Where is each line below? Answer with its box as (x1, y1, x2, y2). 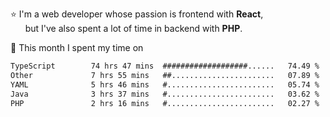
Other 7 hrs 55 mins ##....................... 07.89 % (10, 70, 320, 80)
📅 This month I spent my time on (10, 42, 144, 53)
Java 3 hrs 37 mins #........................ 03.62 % (10, 89, 320, 99)
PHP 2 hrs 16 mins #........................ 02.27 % (10, 98, 320, 108)
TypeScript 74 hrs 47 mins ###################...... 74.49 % (10, 61, 320, 71)
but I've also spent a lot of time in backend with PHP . (24, 23, 243, 34)
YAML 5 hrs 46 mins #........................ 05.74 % (10, 79, 320, 90)
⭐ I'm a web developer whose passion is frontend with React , (10, 8, 264, 20)
